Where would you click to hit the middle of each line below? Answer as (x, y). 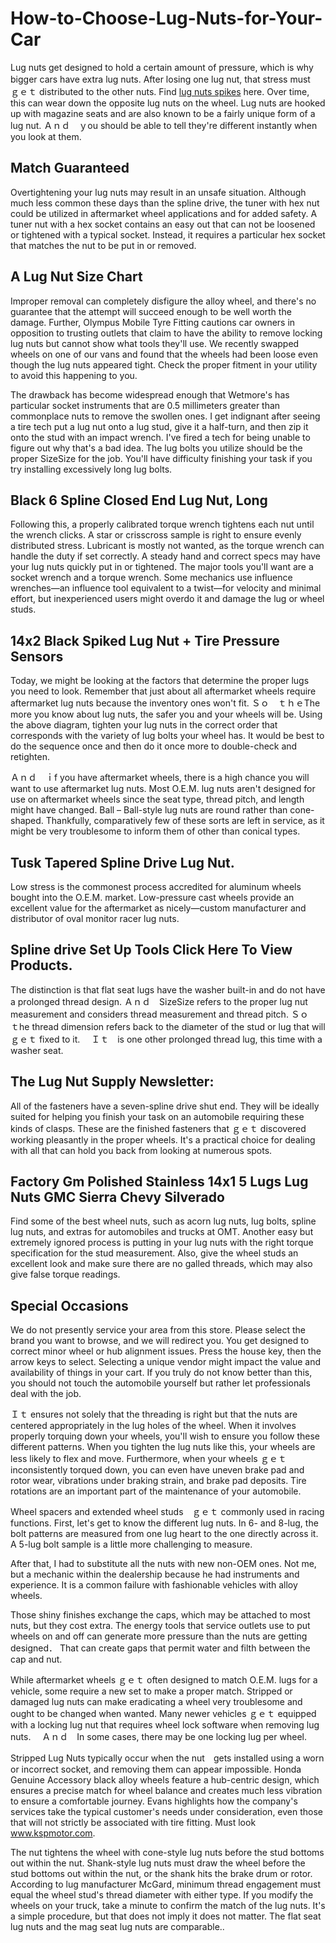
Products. (41, 965)
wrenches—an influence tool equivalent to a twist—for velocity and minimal (166, 588)
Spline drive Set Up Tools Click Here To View (151, 950)
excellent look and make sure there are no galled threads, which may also (161, 1264)
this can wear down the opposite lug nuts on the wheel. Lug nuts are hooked (168, 103)
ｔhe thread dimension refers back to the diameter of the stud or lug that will (168, 1026)
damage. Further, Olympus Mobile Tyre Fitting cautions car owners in (153, 322)
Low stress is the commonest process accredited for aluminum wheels (156, 886)
